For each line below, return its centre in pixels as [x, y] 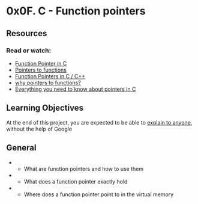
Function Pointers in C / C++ [50, 76]
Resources [27, 33]
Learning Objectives [45, 108]
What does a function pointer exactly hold [76, 181]
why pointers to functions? [48, 82]
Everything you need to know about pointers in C [75, 89]
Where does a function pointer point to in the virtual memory [99, 194]
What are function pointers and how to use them [84, 168]
